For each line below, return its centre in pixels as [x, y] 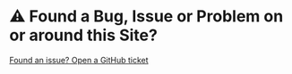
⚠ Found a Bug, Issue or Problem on [146, 16]
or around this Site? [84, 35]
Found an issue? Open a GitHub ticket [79, 60]
